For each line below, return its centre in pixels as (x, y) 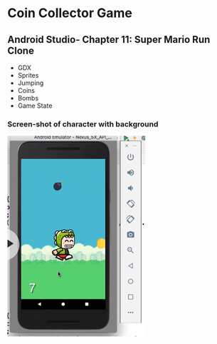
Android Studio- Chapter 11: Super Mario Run (109, 40)
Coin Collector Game (70, 13)
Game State (35, 106)
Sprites (28, 75)
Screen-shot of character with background (83, 124)
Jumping (31, 83)
